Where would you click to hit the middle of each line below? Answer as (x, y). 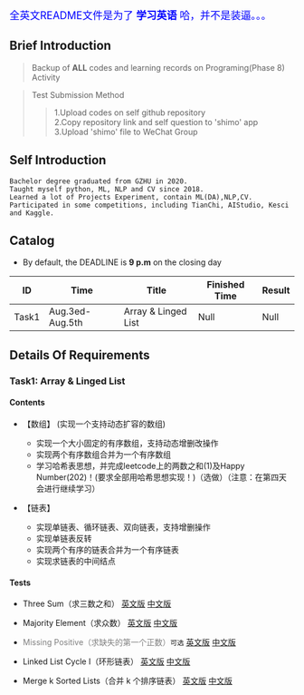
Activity (46, 77)
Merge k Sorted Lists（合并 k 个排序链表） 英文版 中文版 (127, 681)
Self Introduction (58, 160)
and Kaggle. (32, 213)
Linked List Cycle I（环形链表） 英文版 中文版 (106, 661)
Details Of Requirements (80, 355)
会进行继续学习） (68, 488)
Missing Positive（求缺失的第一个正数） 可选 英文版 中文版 (129, 642)
